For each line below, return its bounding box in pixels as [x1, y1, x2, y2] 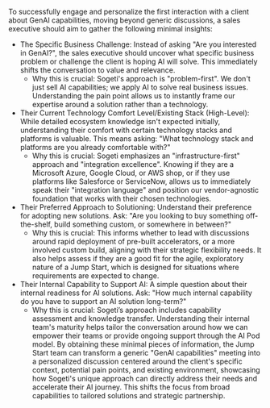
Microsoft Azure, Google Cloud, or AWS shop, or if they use [31, 169, 231, 177]
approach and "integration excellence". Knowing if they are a [31, 160, 235, 169]
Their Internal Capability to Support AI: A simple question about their [19, 280, 247, 289]
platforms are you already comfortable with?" [19, 143, 171, 152]
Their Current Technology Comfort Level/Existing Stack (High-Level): [19, 108, 250, 118]
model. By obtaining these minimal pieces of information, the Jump [31, 339, 255, 349]
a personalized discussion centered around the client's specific [31, 356, 243, 366]
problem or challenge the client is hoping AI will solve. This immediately [19, 56, 258, 66]
